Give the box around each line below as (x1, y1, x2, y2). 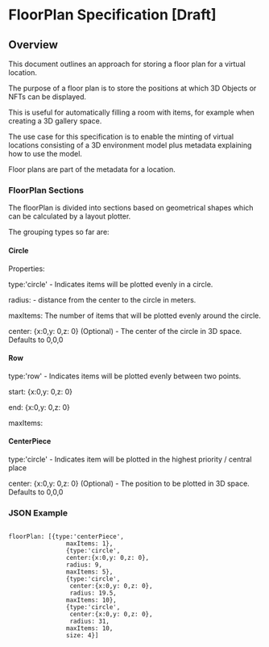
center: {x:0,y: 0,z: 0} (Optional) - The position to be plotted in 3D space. (8, 478, 250, 488)
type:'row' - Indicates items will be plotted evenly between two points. (8, 371, 242, 381)
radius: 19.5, (69, 589, 117, 598)
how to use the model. (8, 149, 83, 158)
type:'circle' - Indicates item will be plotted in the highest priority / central (8, 454, 252, 464)
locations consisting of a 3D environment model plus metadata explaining (8, 140, 252, 150)
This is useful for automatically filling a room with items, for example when (8, 107, 255, 117)
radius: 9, (65, 561, 103, 570)
